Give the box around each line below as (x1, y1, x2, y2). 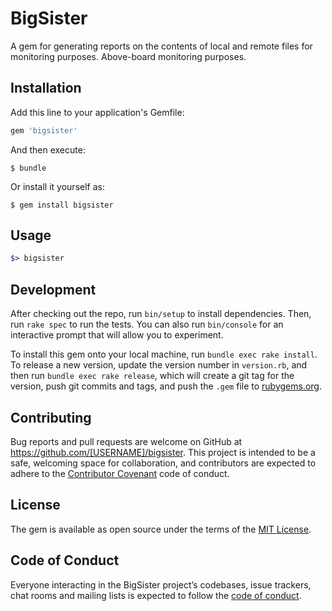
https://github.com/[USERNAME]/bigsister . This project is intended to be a (10, 446, 316, 458)
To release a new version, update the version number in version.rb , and (10, 359, 308, 371)
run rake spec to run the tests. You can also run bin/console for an (10, 318, 284, 331)
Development (10, 281, 97, 298)
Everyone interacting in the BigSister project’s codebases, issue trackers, (10, 578, 312, 591)
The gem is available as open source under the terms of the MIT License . (10, 523, 312, 535)
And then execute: (10, 143, 86, 156)
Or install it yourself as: (10, 180, 105, 192)
